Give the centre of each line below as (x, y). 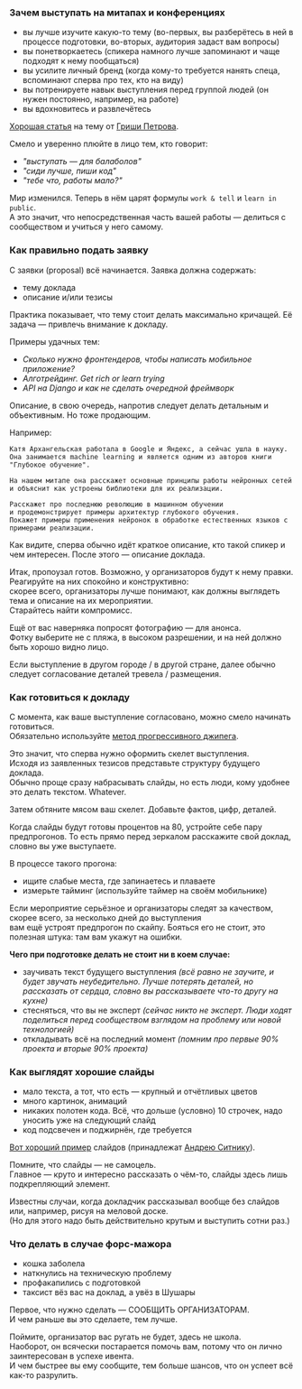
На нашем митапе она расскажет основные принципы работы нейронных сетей (151, 480)
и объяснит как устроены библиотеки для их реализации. (116, 488)
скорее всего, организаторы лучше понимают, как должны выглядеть (145, 591)
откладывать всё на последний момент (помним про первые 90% (151, 1039)
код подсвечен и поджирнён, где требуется (107, 1130)
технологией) (48, 1029)
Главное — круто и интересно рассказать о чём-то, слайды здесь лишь (149, 1174)
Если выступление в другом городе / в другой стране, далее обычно (143, 664)
